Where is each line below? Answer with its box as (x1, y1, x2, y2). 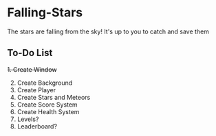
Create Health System (17, 107, 80, 115)
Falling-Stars (7, 5, 83, 21)
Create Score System (17, 100, 78, 109)
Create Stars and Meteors (17, 93, 91, 101)
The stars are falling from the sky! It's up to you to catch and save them (7, 27, 210, 36)
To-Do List (7, 47, 53, 59)
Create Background (17, 79, 73, 87)
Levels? (17, 115, 39, 123)
